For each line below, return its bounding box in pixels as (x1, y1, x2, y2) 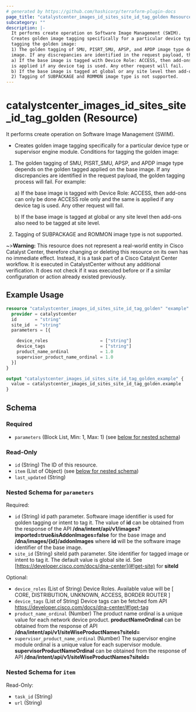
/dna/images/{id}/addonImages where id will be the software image (14, 538, 181, 545)
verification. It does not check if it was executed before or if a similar (6, 267, 171, 274)
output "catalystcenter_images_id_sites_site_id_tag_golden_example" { (6, 375, 184, 382)
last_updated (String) (14, 474, 66, 481)
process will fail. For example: (14, 178, 86, 185)
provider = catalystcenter (11, 311, 77, 317)
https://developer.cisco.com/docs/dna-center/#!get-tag (14, 604, 149, 611)
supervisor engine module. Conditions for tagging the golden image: (14, 148, 179, 155)
